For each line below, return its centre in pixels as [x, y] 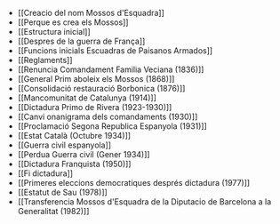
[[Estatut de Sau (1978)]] [63, 192]
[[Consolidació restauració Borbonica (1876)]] [101, 88]
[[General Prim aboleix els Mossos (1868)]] [96, 79]
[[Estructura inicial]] [54, 32]
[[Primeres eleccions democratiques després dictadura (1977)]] [134, 183]
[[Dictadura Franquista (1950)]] [74, 164]
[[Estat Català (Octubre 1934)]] [74, 136]
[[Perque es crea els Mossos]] [73, 22]
